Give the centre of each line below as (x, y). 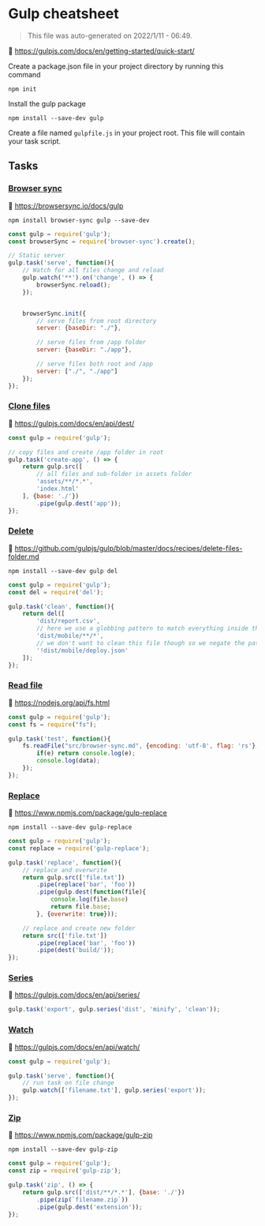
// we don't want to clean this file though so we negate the (141, 643)
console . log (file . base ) (89, 900)
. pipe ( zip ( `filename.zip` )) (82, 1200)
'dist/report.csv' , (69, 621)
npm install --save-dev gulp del (63, 571)
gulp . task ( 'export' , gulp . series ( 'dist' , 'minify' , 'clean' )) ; (114, 1010)
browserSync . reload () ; (74, 285)
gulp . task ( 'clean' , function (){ (61, 606)
